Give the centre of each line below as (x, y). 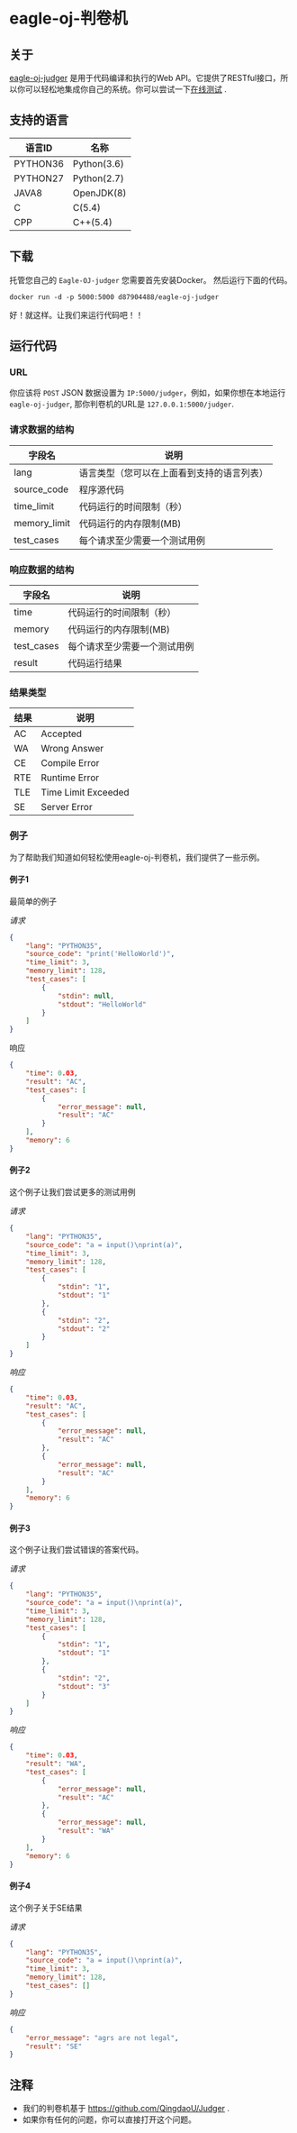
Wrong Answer (72, 749)
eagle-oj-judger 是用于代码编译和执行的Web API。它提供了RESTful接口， (145, 78)
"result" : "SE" (54, 2046)
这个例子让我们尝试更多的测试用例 (72, 1192)
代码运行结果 (94, 663)
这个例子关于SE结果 (46, 1908)
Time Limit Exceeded (85, 792)
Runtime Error (70, 778)
